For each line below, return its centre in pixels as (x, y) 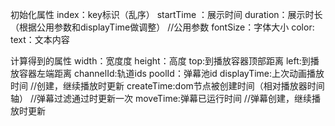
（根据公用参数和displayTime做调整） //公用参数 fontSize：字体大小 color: (162, 27)
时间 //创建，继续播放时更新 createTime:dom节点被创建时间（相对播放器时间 (167, 86)
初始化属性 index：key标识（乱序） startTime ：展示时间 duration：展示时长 (166, 14)
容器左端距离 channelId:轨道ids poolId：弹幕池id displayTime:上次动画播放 (171, 73)
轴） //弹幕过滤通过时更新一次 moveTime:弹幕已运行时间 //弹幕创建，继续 (161, 98)
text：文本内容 (40, 39)
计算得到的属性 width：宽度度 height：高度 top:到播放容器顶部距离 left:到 (160, 61)
